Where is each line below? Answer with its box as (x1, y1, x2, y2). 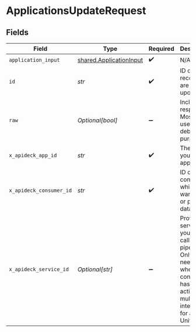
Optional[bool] (77, 116, 118, 124)
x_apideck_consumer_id (9, 187, 72, 193)
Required (148, 45, 174, 53)
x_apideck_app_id (9, 152, 57, 158)
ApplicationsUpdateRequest (6, 4, 146, 18)
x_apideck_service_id (9, 266, 69, 272)
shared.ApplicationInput (77, 56, 143, 64)
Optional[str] (77, 265, 113, 273)
